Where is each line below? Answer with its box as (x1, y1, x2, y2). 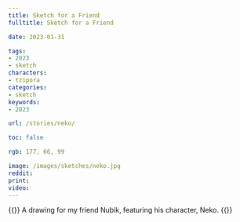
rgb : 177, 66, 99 (8, 148, 65, 156)
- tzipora (8, 76, 41, 84)
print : (8, 177, 30, 184)
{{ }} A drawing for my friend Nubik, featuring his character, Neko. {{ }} (8, 206, 233, 215)
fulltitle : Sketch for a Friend (8, 19, 114, 27)
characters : (8, 69, 47, 77)
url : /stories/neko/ (8, 119, 76, 128)
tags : (8, 47, 26, 55)
